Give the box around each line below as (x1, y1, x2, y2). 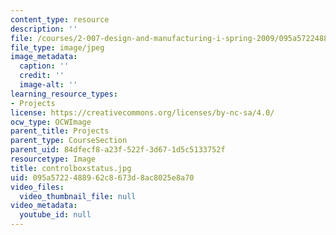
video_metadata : (10, 201, 78, 211)
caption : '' (19, 61, 70, 71)
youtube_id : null (19, 210, 92, 220)
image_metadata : (10, 52, 78, 62)
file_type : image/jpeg (10, 42, 105, 53)
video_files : (10, 182, 65, 192)
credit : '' (19, 71, 65, 81)
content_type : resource (10, 14, 110, 25)
